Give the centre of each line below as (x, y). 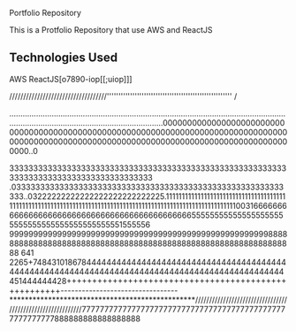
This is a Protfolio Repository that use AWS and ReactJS (111, 30)
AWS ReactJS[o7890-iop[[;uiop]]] (71, 79)
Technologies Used (63, 58)
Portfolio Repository (46, 13)
